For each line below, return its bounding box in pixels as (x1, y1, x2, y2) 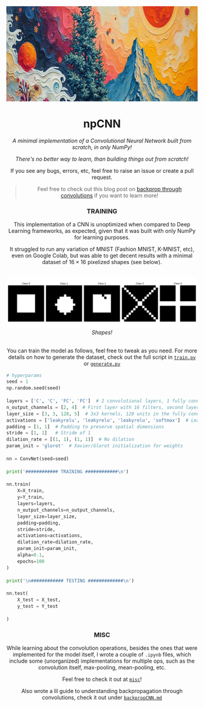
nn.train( (6, 481, 32, 487)
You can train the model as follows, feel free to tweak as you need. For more (7, 347, 197, 354)
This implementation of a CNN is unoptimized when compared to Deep (13, 221, 191, 228)
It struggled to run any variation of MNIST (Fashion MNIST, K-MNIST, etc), (9, 246, 195, 253)
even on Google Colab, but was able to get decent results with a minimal (11, 252, 193, 259)
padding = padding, (17, 520, 61, 526)
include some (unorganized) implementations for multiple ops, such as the (8, 657, 195, 665)
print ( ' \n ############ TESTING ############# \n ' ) (6, 577, 135, 583)
